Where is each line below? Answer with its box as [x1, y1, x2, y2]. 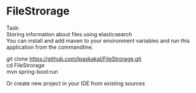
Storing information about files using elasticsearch [6, 30, 132, 37]
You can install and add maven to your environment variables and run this [6, 37, 190, 44]
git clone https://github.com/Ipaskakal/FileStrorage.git [6, 55, 141, 62]
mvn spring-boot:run [6, 68, 58, 75]
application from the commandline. [6, 43, 94, 51]
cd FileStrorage [6, 62, 45, 69]
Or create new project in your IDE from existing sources [6, 80, 146, 87]
